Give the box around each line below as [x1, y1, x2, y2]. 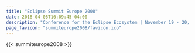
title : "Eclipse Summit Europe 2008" [6, 8, 98, 15]
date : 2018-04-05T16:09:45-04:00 [6, 14, 88, 20]
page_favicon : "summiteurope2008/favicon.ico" [6, 24, 122, 31]
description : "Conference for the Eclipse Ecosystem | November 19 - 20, [6, 19, 190, 25]
